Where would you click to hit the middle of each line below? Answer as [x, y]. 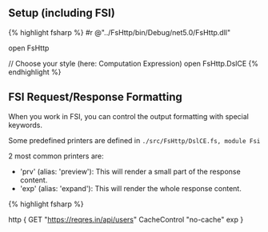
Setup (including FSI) [62, 13]
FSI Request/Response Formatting [95, 97]
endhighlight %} [35, 72]
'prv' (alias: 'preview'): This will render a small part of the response [130, 171]
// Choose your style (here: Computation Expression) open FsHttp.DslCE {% [133, 63]
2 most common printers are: [56, 156]
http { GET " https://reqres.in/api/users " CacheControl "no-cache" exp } [126, 219]
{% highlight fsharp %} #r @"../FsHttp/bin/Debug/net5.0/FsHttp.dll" [119, 32]
